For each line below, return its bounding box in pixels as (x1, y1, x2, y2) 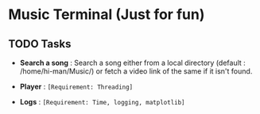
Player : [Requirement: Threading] (19, 82, 134, 91)
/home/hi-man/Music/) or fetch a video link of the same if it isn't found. (19, 66, 253, 76)
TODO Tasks (8, 37, 72, 51)
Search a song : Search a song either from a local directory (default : (19, 58, 246, 67)
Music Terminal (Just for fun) (8, 6, 205, 24)
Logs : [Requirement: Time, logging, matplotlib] (19, 97, 185, 106)
